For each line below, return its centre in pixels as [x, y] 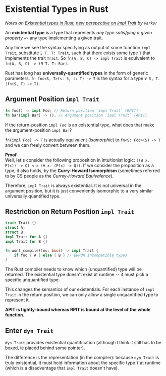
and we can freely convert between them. [48, 145]
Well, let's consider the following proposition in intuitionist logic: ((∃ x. [78, 160]
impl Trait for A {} [27, 237]
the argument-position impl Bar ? [38, 130]
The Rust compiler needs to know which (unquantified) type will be [74, 269]
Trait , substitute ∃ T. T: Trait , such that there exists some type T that [78, 53]
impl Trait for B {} [27, 241]
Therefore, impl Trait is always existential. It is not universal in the [73, 186]
